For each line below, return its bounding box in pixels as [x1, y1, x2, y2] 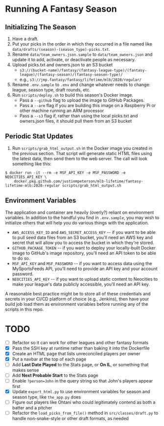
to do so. [12, 255, 30, 261]
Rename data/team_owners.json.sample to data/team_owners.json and [12, 51, 153, 57]
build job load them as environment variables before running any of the [5, 301, 148, 307]
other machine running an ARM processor [19, 108, 104, 113]
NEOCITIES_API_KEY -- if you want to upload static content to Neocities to [12, 276, 158, 282]
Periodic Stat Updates [5, 132, 73, 140]
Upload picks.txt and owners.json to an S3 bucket [12, 62, 113, 67]
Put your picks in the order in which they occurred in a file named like [12, 41, 153, 47]
